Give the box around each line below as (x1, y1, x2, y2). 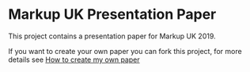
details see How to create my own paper (8, 55, 140, 64)
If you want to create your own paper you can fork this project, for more (8, 46, 243, 56)
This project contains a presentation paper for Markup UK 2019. (8, 31, 216, 41)
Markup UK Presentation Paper (8, 5, 217, 23)
